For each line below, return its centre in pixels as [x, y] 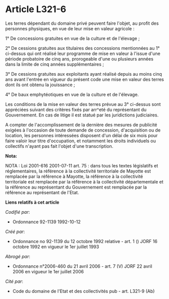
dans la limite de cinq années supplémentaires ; [55, 64]
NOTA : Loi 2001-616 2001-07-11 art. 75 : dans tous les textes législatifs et [82, 165]
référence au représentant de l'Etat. [42, 192]
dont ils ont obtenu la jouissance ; [40, 85]
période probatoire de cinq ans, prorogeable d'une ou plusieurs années [79, 58]
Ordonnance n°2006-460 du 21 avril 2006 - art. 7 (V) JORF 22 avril [82, 266]
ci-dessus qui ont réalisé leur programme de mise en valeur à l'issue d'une [83, 53]
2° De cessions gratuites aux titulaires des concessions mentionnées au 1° [82, 48]
